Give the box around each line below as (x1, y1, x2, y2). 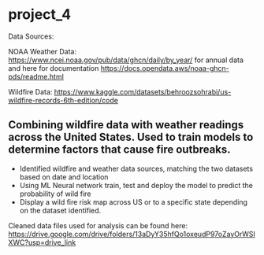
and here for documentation (8, 63, 99, 72)
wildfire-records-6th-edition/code (8, 95, 118, 105)
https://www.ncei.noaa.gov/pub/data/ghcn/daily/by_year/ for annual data (8, 55, 244, 65)
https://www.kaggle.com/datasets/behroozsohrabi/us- (54, 87, 232, 96)
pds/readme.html (8, 72, 65, 81)
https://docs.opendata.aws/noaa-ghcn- (100, 63, 230, 72)
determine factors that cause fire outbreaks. (8, 143, 231, 157)
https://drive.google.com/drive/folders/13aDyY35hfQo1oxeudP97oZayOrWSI (8, 229, 256, 238)
